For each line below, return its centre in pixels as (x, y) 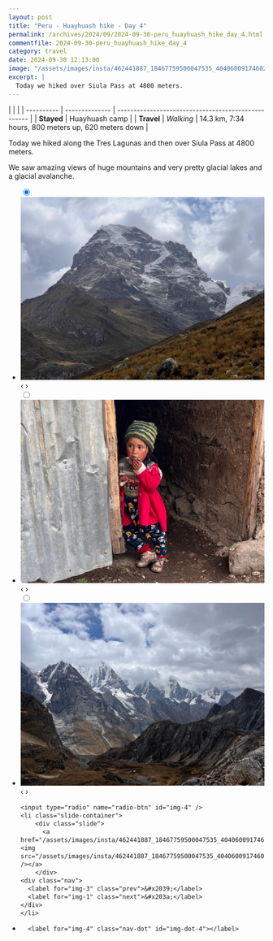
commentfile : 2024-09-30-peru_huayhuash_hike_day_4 (97, 43)
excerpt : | (27, 77)
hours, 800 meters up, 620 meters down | (78, 127)
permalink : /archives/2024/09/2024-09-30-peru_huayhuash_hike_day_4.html (136, 34)
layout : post (30, 17)
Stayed (51, 119)
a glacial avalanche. (41, 176)
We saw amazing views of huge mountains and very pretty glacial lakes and (135, 167)
